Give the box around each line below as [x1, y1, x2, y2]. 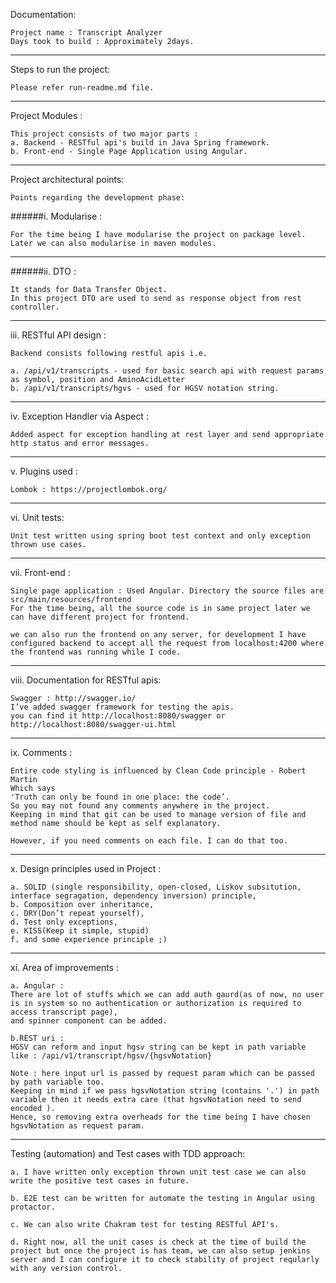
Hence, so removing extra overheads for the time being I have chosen [10, 1112, 311, 1122]
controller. [10, 302, 60, 312]
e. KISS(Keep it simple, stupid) [10, 926, 150, 936]
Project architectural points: [10, 174, 125, 185]
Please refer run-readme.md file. [10, 83, 155, 93]
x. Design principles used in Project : [10, 863, 162, 874]
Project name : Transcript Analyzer [10, 28, 163, 38]
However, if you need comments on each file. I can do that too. [10, 836, 288, 846]
